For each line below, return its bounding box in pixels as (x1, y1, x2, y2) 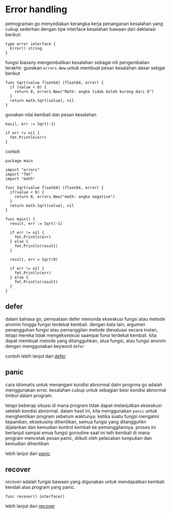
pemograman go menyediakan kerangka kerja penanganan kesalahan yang (5, 20, 163, 27)
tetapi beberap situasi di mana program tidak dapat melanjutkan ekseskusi (5, 402, 162, 408)
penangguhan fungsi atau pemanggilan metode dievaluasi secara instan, (5, 326, 158, 333)
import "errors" (5, 167, 40, 172)
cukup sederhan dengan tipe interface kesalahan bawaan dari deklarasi (5, 26, 156, 32)
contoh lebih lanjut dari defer (5, 353, 66, 359)
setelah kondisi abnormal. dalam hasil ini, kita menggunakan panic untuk (5, 407, 157, 414)
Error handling (5, 4, 67, 15)
